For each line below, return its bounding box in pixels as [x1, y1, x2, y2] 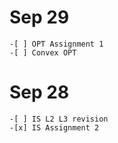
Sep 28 [9, 81, 70, 104]
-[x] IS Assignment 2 [9, 122, 100, 133]
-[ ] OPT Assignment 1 [9, 39, 104, 49]
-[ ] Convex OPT [9, 47, 77, 58]
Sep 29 [9, 6, 70, 29]
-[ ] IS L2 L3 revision [9, 114, 109, 124]
